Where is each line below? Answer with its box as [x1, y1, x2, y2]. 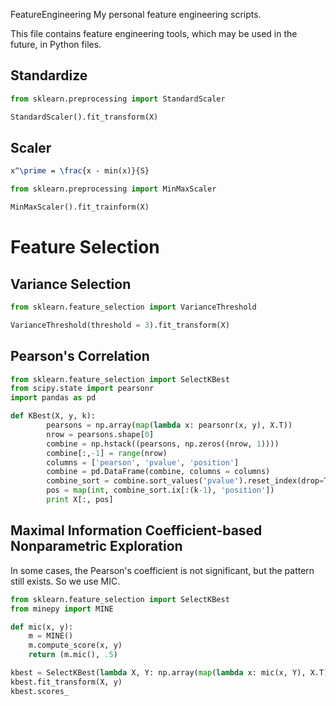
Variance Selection [10, 275, 132, 293]
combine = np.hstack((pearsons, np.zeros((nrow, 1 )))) [46, 439, 280, 449]
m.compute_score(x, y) [28, 640, 123, 651]
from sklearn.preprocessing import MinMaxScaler [10, 184, 217, 194]
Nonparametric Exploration [10, 538, 183, 555]
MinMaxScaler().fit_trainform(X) [10, 202, 150, 213]
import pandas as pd [10, 393, 97, 403]
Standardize [10, 67, 88, 84]
